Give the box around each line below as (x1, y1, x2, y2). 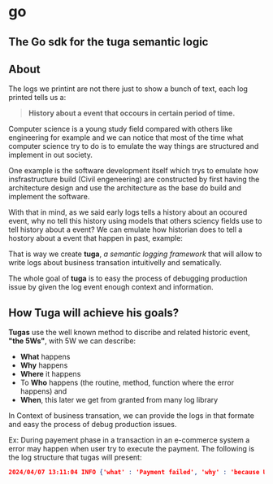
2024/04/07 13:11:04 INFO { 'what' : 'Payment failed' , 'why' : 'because (8, 469, 260, 477)
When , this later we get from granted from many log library (19, 395, 219, 405)
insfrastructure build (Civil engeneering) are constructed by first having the (8, 174, 260, 185)
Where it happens (19, 369, 81, 379)
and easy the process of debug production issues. (8, 420, 177, 429)
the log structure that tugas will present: (8, 452, 142, 462)
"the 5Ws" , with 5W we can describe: (8, 336, 136, 346)
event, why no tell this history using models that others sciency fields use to (8, 216, 262, 226)
